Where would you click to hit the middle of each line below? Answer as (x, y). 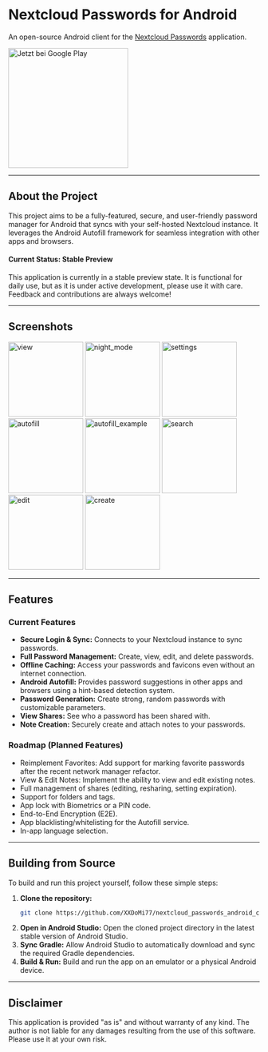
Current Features (42, 623)
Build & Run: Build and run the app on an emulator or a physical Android (138, 962)
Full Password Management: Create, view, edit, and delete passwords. (137, 656)
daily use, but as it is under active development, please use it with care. (126, 285)
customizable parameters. (63, 707)
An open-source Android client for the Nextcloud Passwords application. (128, 37)
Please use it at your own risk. (58, 1039)
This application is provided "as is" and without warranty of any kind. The (129, 1022)
